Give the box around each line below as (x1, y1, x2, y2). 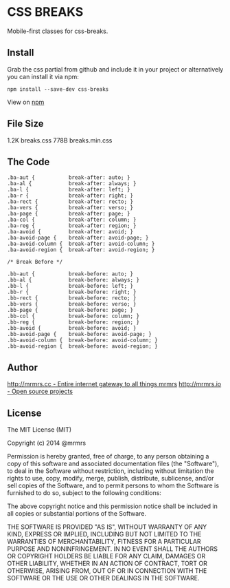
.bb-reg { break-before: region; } (7, 319, 139, 326)
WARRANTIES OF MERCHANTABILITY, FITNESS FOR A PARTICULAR (7, 538, 201, 545)
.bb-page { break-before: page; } (7, 307, 134, 314)
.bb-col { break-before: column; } (7, 313, 139, 320)
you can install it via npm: (7, 72, 79, 81)
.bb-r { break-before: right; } (7, 288, 137, 296)
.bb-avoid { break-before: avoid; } (7, 325, 137, 332)
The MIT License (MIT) (7, 426, 72, 434)
